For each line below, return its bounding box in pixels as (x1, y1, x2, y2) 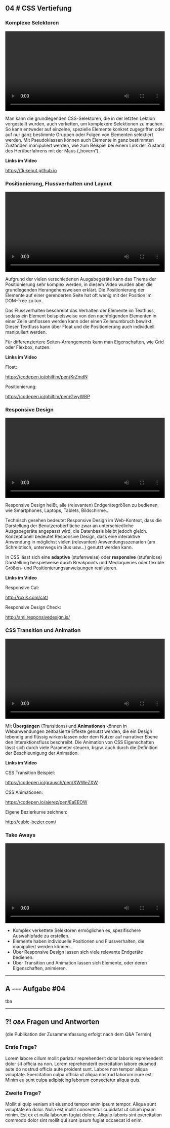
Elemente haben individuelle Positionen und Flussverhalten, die (12, 938, 145, 944)
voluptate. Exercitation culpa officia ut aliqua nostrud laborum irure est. (5, 1071, 153, 1077)
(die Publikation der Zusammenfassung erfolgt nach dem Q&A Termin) (5, 1031, 152, 1037)
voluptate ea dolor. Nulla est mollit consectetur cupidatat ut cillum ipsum (5, 1107, 156, 1113)
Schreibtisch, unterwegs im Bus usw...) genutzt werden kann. (5, 544, 133, 551)
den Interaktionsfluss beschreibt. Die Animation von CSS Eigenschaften (5, 739, 154, 745)
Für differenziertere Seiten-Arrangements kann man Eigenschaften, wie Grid (5, 339, 164, 345)
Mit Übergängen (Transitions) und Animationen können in (5, 723, 127, 729)
